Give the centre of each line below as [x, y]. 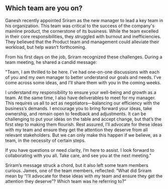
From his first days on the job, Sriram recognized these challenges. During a [84, 57]
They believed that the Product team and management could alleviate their [82, 42]
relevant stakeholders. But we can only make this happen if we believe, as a [83, 135]
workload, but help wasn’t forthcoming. [46, 47]
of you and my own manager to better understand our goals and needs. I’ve [83, 77]
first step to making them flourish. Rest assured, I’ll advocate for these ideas [84, 124]
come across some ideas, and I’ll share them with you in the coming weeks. [83, 82]
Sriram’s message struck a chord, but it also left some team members [77, 165]
